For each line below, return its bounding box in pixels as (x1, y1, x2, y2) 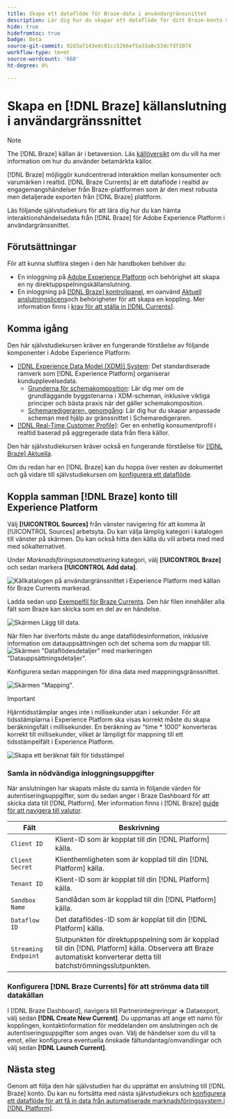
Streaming (10, 945, 43, 953)
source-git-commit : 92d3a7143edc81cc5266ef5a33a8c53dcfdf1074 (7, 42, 192, 49)
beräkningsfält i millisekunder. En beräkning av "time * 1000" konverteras (7, 723, 217, 731)
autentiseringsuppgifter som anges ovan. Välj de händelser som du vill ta (7, 1028, 216, 1037)
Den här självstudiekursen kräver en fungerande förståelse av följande (7, 341, 210, 350)
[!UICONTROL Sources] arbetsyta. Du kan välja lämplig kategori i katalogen (7, 527, 223, 535)
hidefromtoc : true (7, 29, 61, 37)
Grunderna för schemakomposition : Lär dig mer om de (27, 384, 185, 393)
